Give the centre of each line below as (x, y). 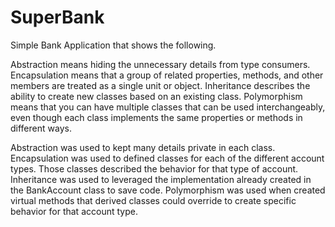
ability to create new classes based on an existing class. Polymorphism (156, 96)
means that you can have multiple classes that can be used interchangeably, (168, 107)
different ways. (41, 128)
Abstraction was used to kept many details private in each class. (143, 147)
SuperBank (57, 17)
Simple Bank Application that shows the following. (113, 45)
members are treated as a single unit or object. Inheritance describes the (160, 85)
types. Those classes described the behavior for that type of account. (154, 168)
